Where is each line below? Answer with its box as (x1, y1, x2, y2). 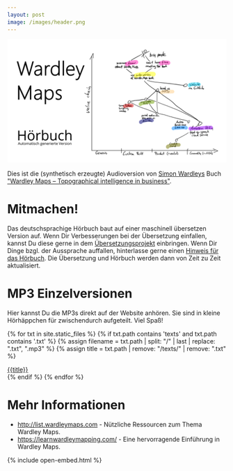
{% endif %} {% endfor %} (7, 373, 84, 381)
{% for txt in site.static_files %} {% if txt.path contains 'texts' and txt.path (7, 330, 217, 338)
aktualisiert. (7, 261, 41, 270)
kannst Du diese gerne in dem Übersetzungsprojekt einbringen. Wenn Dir (7, 239, 218, 247)
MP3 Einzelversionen (7, 286, 133, 302)
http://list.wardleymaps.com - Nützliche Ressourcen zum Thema (17, 420, 202, 428)
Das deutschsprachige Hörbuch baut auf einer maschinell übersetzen (7, 224, 207, 233)
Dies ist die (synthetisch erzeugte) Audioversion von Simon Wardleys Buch (7, 169, 221, 178)
